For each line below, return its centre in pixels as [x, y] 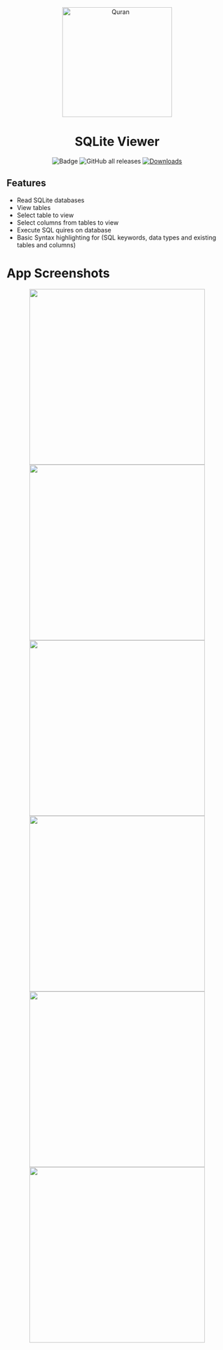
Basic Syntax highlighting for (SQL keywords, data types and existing [116, 237]
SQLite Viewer [117, 142]
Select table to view [45, 215]
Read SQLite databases [50, 200]
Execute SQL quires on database [64, 230]
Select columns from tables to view [68, 222]
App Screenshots [58, 273]
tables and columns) [46, 244]
